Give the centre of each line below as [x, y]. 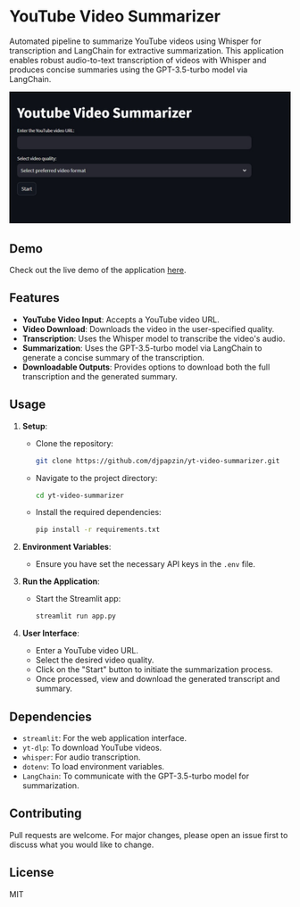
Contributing [46, 814]
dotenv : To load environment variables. [93, 766]
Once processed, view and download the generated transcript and [158, 679]
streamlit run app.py [75, 616]
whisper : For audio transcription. [81, 757]
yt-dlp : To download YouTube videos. [92, 747]
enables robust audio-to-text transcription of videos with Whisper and [138, 60]
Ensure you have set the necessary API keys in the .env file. [146, 564]
